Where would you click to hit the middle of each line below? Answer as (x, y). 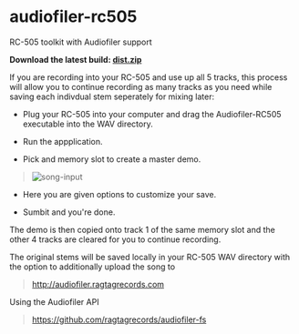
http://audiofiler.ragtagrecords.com (98, 284)
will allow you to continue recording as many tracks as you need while (141, 86)
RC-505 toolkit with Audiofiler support (81, 42)
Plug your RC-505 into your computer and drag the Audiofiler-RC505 (152, 114)
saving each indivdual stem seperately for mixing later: (112, 96)
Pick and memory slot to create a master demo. (112, 159)
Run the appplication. (62, 141)
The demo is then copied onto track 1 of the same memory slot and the (142, 229)
